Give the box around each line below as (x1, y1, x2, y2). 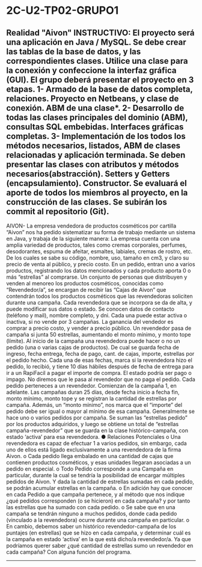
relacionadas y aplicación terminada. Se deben (6, 150, 186, 160)
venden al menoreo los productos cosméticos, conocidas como (6, 280, 164, 287)
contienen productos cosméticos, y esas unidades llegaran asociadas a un (6, 459, 191, 466)
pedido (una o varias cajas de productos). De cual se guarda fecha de (6, 344, 179, 351)
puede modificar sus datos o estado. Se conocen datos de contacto (6, 305, 174, 312)
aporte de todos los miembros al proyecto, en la (6, 187, 188, 197)
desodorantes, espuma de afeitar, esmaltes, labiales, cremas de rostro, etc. (6, 248, 193, 255)
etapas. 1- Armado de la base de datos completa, (6, 84, 193, 94)
